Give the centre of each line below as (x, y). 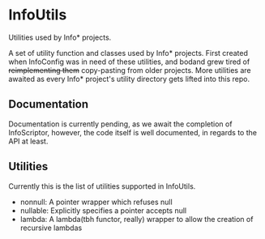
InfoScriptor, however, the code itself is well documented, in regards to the (133, 132)
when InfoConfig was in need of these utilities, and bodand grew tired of (129, 62)
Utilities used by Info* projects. (60, 37)
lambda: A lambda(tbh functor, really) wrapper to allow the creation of (137, 219)
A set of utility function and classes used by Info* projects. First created (128, 53)
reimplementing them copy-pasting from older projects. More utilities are (130, 70)
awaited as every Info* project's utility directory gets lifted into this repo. (129, 79)
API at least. (28, 141)
